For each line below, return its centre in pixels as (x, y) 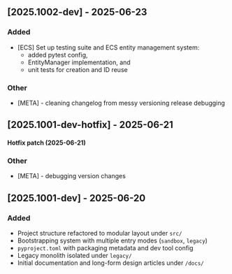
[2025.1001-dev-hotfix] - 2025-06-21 (90, 125)
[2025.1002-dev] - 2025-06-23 (77, 12)
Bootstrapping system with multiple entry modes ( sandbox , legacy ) (113, 240)
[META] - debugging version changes (71, 176)
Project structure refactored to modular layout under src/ (100, 233)
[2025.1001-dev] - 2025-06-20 (77, 198)
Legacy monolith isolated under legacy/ (74, 255)
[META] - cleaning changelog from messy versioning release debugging (121, 103)
